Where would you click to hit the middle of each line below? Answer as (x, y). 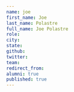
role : (13, 34)
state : (14, 46)
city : (13, 40)
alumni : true (23, 74)
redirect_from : (25, 68)
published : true (26, 79)
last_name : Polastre (32, 23)
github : (16, 51)
